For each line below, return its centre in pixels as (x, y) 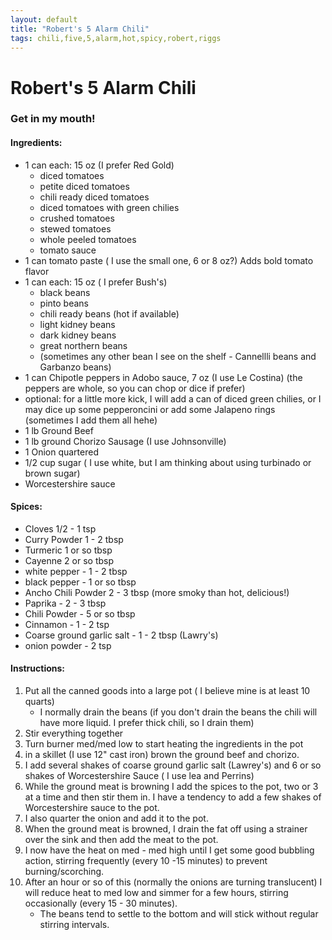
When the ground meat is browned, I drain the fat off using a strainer (166, 829)
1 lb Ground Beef (59, 430)
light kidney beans (77, 324)
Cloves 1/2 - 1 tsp (60, 528)
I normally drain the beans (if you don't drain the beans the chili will (178, 712)
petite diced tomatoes (84, 186)
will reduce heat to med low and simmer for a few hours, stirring (156, 893)
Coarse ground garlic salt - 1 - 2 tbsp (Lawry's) (121, 635)
